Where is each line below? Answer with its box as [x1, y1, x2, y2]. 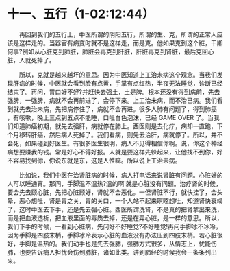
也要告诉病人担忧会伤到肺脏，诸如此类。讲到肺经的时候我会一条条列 [18, 248, 211, 256]
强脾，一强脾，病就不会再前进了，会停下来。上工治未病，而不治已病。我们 [7, 96, 217, 104]
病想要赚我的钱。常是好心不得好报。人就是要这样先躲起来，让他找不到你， [7, 148, 217, 156]
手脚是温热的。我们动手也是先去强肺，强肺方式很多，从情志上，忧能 [18, 239, 211, 248]
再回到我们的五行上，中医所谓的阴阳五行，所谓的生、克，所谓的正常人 [19, 30, 217, 38]
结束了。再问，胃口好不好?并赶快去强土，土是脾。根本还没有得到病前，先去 [7, 87, 220, 96]
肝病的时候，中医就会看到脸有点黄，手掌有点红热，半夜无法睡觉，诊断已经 [12, 79, 223, 87]
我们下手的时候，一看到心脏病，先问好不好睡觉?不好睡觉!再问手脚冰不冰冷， [7, 222, 222, 231]
